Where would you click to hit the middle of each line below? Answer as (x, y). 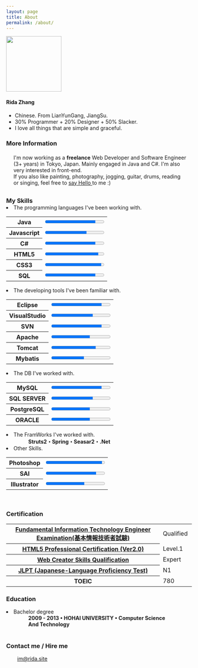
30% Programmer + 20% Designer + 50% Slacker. (76, 121)
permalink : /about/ (30, 22)
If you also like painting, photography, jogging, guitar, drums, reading (97, 176)
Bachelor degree (34, 612)
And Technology (49, 624)
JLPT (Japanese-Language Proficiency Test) (83, 570)
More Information (32, 143)
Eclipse (27, 305)
